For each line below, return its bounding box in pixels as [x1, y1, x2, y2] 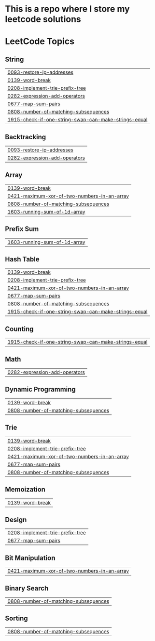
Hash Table [5, 255, 40, 263]
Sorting [5, 614, 28, 623]
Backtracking [5, 132, 46, 141]
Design [5, 515, 27, 524]
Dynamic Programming [5, 385, 76, 394]
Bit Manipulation [5, 554, 56, 562]
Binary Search [5, 584, 49, 592]
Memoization [5, 485, 46, 493]
